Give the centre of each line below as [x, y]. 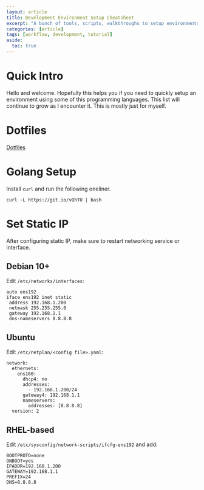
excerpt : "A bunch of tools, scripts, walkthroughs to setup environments [103, 23]
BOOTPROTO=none [25, 456]
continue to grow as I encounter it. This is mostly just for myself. [87, 106]
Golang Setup [42, 172]
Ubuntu [21, 338]
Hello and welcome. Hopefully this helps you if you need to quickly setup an [101, 93]
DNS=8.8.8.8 [21, 482]
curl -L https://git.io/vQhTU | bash [54, 200]
